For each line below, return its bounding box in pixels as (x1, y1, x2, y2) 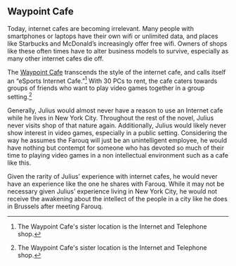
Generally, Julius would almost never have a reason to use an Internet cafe (7, 106, 223, 115)
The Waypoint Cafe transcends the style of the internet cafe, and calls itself (7, 68, 226, 76)
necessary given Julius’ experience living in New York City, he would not (7, 187, 218, 196)
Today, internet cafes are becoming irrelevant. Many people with (7, 24, 195, 32)
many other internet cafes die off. (7, 54, 104, 63)
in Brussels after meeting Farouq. (7, 202, 103, 210)
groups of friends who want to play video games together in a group (7, 84, 205, 92)
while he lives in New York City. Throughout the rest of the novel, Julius (7, 114, 214, 122)
